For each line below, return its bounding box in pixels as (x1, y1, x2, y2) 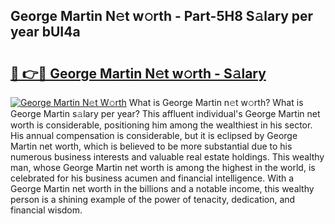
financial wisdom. (10, 204, 83, 216)
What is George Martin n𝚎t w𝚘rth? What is (128, 97, 304, 108)
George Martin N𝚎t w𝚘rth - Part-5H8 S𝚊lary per (10, 8, 314, 25)
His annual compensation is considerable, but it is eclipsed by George (10, 130, 298, 141)
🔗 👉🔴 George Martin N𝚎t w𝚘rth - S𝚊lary (10, 65, 267, 82)
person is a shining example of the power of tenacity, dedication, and (10, 194, 296, 205)
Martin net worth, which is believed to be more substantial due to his (10, 140, 293, 152)
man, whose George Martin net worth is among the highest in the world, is (10, 162, 316, 173)
